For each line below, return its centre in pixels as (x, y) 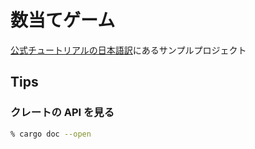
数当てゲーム (63, 20)
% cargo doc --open (51, 134)
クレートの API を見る (62, 113)
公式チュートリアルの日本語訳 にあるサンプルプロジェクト (128, 50)
